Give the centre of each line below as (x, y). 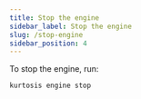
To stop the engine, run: (54, 69)
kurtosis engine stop (50, 86)
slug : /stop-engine (46, 35)
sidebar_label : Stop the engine (70, 26)
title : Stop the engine (55, 18)
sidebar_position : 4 (49, 43)
